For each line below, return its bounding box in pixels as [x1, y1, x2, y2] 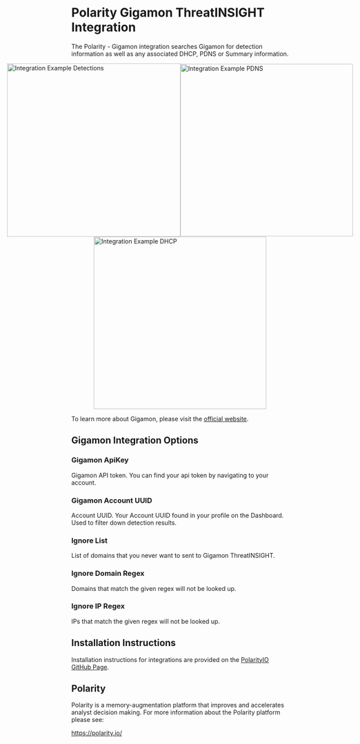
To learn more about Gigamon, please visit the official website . [71, 414, 249, 423]
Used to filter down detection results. [71, 519, 177, 527]
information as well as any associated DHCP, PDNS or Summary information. [71, 50, 289, 58]
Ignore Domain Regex [71, 569, 145, 579]
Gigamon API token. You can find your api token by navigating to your [71, 471, 269, 479]
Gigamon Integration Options [71, 434, 199, 446]
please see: [71, 716, 104, 724]
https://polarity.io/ [71, 729, 123, 737]
